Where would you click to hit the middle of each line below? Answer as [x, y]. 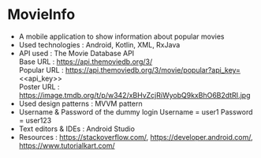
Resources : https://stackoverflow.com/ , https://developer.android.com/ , [136, 137]
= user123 [35, 120]
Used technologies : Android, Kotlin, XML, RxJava [99, 44]
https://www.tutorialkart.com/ [67, 145]
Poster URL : [39, 87]
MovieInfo [41, 15]
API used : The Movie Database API [76, 53]
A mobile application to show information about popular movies [121, 36]
